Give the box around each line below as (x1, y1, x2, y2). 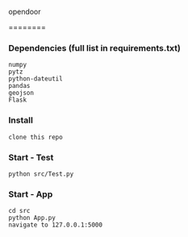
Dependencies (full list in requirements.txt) (8, 42, 182, 53)
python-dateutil (8, 75, 63, 83)
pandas (8, 82, 31, 90)
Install (8, 114, 34, 126)
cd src (8, 207, 31, 215)
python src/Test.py (8, 169, 74, 178)
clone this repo (8, 133, 63, 141)
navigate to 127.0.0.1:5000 (8, 221, 103, 229)
